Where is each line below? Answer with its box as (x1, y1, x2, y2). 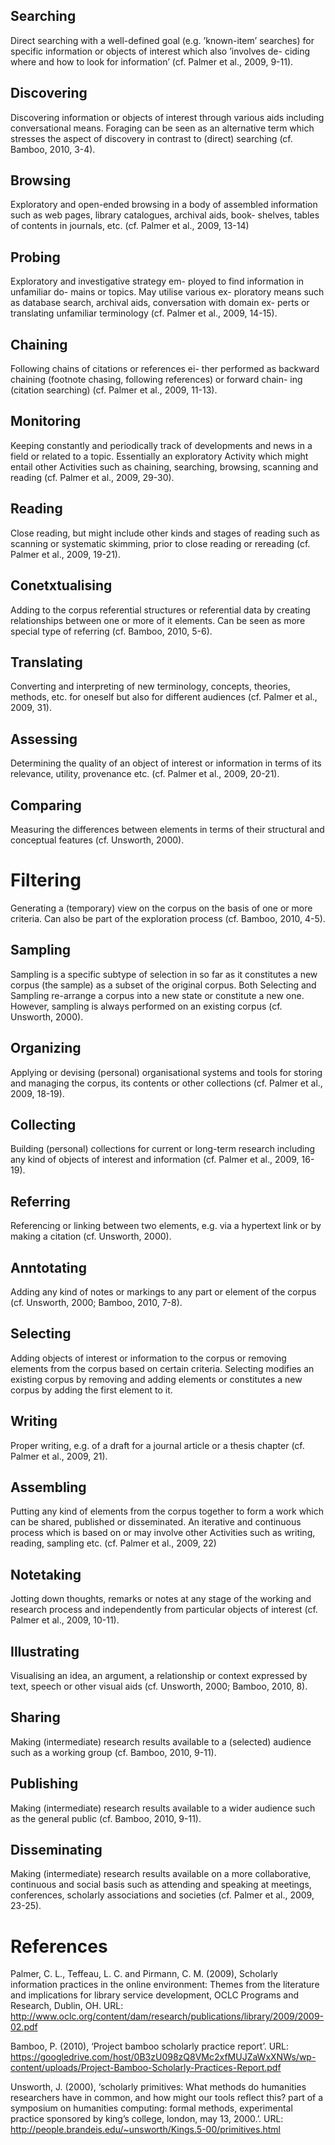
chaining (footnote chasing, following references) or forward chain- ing (10, 374, 303, 386)
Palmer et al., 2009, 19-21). (10, 548, 121, 560)
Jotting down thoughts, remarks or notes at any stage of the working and (10, 1593, 312, 1605)
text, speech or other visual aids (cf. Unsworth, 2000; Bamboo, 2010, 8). (10, 1680, 308, 1692)
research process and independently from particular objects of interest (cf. (10, 1604, 318, 1616)
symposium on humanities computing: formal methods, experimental (10, 2102, 293, 2114)
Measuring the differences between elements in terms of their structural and (10, 823, 325, 835)
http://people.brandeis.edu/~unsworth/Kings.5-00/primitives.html (10, 2124, 281, 2136)
